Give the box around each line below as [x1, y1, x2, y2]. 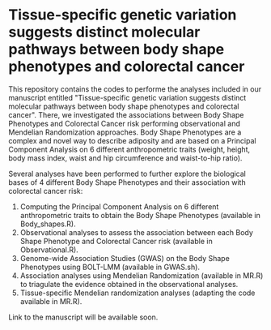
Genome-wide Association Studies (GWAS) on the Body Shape [19, 253, 231, 263]
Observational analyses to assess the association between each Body [19, 227, 253, 237]
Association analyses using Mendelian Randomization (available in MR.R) [19, 270, 264, 281]
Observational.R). [19, 245, 78, 255]
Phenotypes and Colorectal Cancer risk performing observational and [8, 118, 240, 128]
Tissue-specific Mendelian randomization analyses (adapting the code [19, 288, 256, 298]
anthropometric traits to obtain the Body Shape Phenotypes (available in [19, 210, 261, 220]
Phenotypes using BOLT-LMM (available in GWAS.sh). [19, 262, 201, 272]
